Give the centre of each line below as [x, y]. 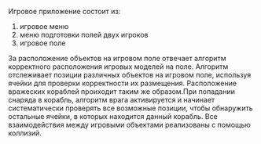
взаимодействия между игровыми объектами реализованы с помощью [130, 125]
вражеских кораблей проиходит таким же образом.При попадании [122, 92]
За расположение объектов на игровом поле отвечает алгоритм [117, 58]
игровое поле [42, 43]
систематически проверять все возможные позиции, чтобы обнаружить [130, 108]
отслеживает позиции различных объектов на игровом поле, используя [130, 75]
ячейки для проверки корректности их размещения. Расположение [123, 83]
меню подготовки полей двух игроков [84, 35]
